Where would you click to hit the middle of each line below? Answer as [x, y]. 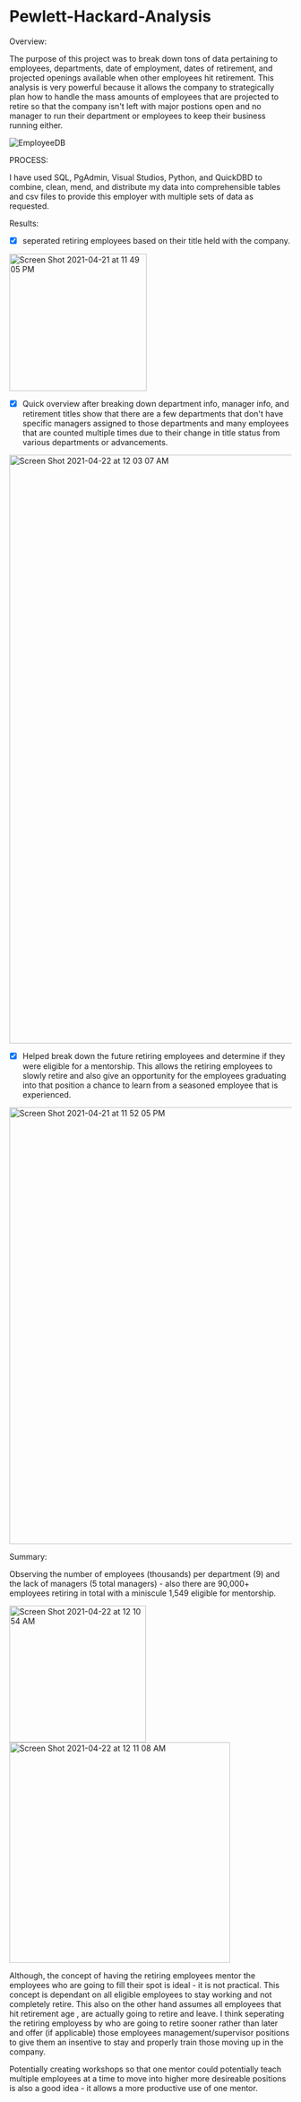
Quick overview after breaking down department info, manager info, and [155, 404]
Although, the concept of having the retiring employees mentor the [133, 1976]
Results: [24, 223]
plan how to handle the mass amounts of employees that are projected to [144, 97]
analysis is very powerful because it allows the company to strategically [142, 87]
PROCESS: [29, 159]
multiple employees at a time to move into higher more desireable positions [148, 2079]
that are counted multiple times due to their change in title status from [151, 433]
